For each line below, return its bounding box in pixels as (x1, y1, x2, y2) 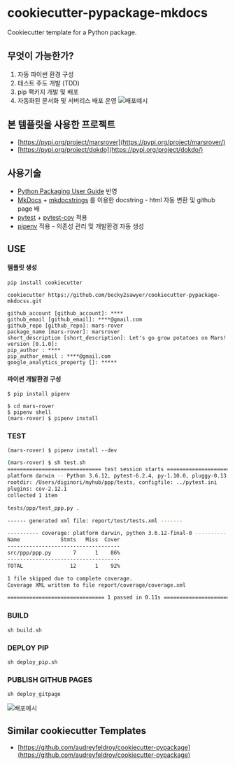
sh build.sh (7, 627, 42, 634)
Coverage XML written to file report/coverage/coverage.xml (7, 581, 187, 589)
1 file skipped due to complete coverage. (7, 575, 133, 582)
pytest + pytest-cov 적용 (17, 214, 87, 222)
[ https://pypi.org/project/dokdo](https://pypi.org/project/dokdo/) (17, 145, 204, 153)
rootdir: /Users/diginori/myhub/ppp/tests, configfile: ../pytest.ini (7, 479, 218, 486)
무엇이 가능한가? (7, 50, 74, 62)
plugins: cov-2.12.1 (7, 485, 68, 492)
